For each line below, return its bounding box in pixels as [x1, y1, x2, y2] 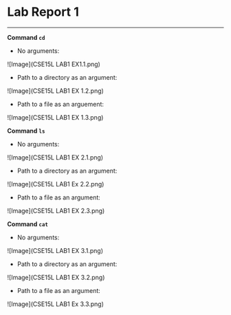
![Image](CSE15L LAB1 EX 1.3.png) [7, 113, 104, 121]
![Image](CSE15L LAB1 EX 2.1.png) [7, 153, 104, 162]
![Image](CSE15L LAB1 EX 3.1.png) [7, 246, 103, 254]
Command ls [7, 127, 45, 135]
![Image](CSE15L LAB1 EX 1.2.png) [7, 87, 104, 95]
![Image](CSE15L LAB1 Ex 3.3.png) [7, 300, 104, 308]
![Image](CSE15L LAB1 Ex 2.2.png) [7, 180, 104, 188]
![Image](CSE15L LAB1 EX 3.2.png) [7, 273, 105, 281]
